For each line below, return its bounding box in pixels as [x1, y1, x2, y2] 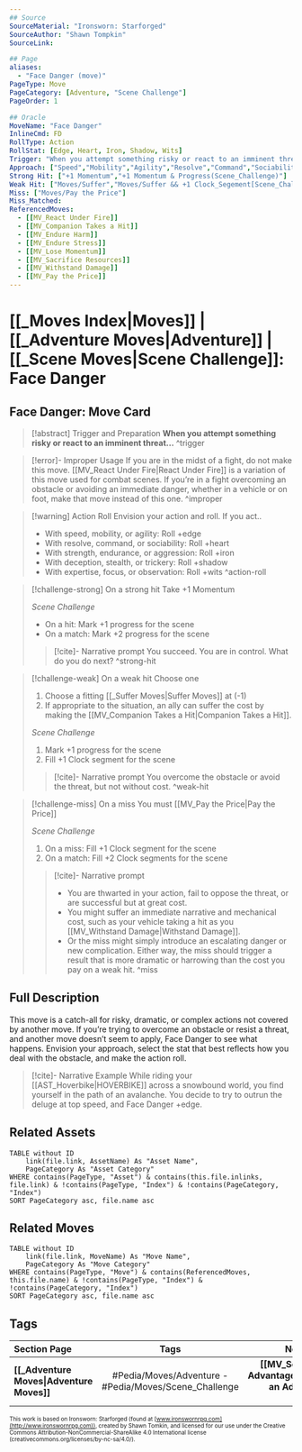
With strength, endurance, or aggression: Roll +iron [44, 547, 235, 558]
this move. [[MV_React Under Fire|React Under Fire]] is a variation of [31, 465, 286, 475]
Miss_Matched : [9, 196, 63, 205]
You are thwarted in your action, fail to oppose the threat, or [67, 888, 289, 898]
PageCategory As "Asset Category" [25, 1164, 155, 1173]
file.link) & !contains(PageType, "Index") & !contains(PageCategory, [9, 1180, 280, 1190]
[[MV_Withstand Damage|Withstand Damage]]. [67, 926, 241, 936]
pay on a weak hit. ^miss [67, 964, 159, 974]
